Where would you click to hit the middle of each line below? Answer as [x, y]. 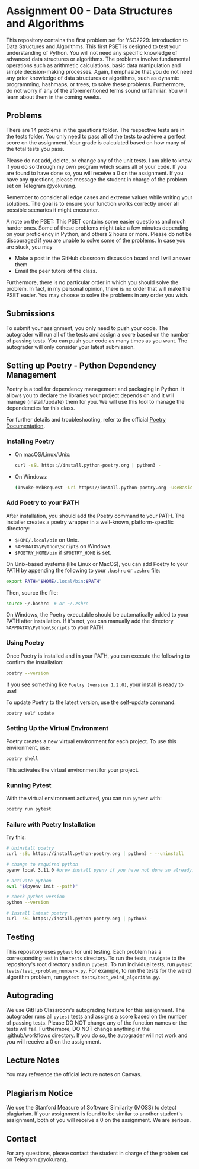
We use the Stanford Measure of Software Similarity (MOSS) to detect [91, 1108]
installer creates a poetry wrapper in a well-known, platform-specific [90, 522]
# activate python [29, 881]
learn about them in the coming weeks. [54, 97]
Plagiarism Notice [40, 1093]
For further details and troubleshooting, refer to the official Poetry [86, 420]
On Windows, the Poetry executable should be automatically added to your [97, 615]
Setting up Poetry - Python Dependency [81, 365]
